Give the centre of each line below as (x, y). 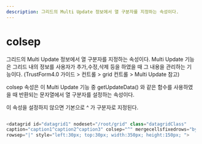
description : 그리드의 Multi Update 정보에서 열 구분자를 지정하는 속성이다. (93, 12)
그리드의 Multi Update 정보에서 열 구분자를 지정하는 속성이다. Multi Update (95, 59)
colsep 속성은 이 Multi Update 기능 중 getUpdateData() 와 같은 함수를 (89, 87)
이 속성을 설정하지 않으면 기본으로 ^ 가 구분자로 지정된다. (72, 107)
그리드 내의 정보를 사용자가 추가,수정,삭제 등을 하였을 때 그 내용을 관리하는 (99, 66)
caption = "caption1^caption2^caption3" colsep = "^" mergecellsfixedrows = (98, 130)
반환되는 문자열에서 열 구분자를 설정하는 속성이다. (77, 95)
